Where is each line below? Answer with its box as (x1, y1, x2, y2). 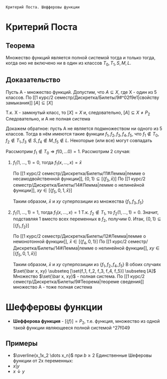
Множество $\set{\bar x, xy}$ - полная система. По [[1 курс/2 (12, 273, 145, 279)
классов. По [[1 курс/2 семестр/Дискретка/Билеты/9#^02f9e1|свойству (5, 94, 159, 100)
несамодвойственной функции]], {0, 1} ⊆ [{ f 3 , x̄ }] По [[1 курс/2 (12, 176, 145, 183)
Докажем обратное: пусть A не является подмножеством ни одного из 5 (5, 125, 162, 132)
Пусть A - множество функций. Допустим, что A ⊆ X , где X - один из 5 (5, 89, 157, 95)
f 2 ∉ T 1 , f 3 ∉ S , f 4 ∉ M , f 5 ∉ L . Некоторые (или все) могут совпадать (5, 138, 152, 145)
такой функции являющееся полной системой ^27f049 (12, 324, 130, 331)
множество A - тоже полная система (12, 284, 92, 290)
